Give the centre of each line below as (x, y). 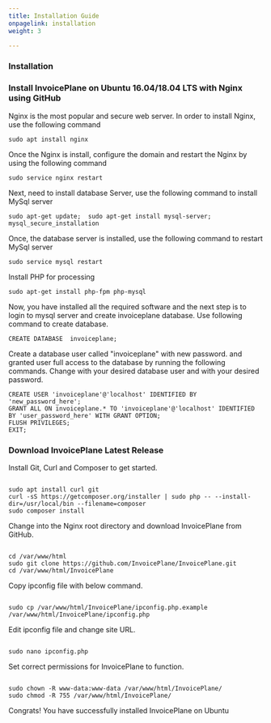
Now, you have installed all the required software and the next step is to (127, 306)
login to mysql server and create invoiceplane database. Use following (125, 315)
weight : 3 (25, 31)
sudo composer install (47, 511)
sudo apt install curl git (54, 489)
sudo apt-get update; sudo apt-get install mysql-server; (110, 216)
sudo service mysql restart (56, 262)
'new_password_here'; (45, 402)
